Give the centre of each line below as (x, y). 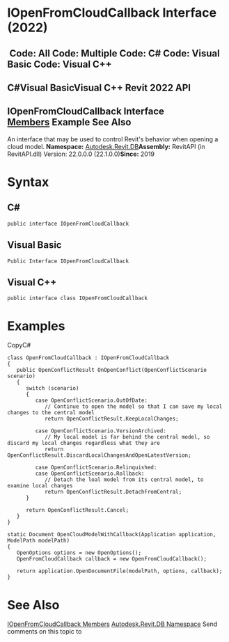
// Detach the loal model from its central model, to (124, 480)
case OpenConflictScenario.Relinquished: (96, 468)
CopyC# (19, 345)
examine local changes (40, 486)
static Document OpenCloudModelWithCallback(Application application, (112, 535)
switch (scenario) (52, 389)
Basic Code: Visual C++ (60, 64)
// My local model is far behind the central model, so (127, 437)
